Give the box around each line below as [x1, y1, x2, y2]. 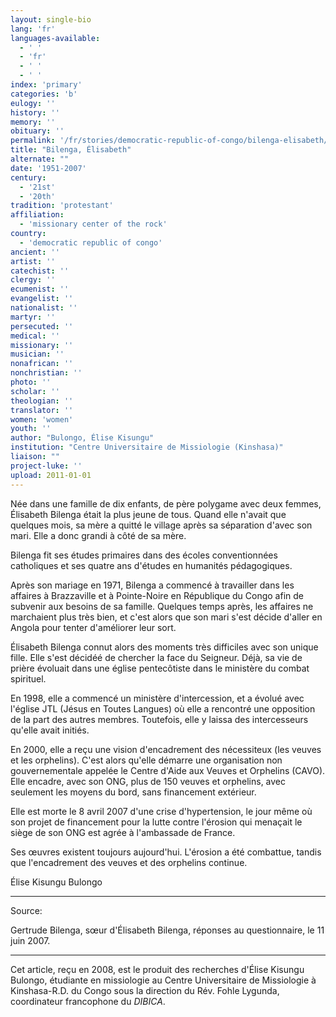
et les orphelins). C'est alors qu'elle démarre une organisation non [10, 754, 283, 766]
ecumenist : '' [10, 284, 70, 295]
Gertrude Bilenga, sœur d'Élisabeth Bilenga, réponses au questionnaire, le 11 [10, 924, 325, 936]
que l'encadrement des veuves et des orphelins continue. [10, 856, 248, 868]
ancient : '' [10, 247, 60, 257]
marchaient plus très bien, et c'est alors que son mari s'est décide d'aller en [10, 611, 323, 623]
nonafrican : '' [10, 359, 74, 369]
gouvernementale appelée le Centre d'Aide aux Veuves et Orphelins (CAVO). [10, 764, 326, 776]
